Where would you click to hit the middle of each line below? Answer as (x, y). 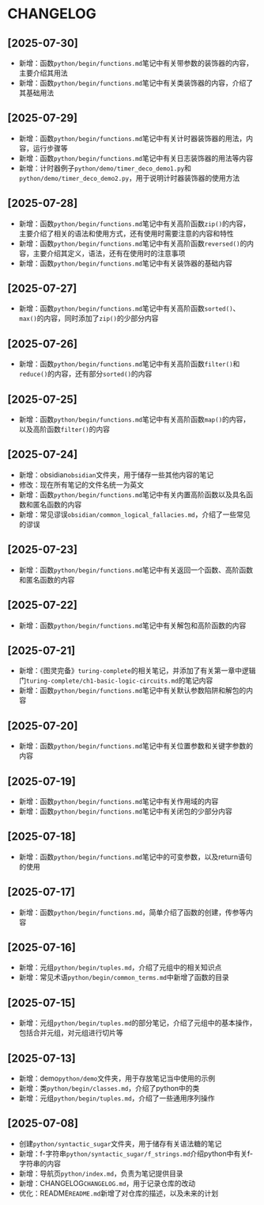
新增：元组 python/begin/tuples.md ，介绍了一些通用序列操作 (117, 1098)
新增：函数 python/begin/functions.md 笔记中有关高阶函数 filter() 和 (129, 364)
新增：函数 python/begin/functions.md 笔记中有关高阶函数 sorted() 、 (129, 308)
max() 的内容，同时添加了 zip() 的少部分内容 (89, 319)
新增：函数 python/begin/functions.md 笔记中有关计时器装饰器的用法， (132, 138)
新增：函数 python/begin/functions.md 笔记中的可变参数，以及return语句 (135, 856)
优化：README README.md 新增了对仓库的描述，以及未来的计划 (119, 1193)
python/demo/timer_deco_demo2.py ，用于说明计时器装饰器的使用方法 (129, 178)
